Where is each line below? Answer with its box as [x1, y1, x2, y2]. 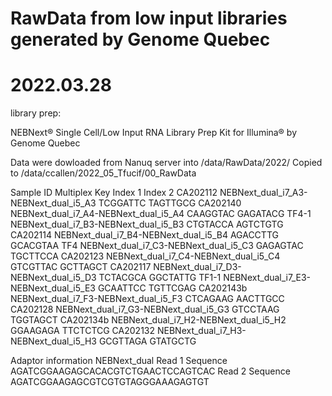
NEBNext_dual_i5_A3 [10, 197, 97, 209]
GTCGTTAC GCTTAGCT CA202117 [10, 261, 152, 273]
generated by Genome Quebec [10, 28, 271, 51]
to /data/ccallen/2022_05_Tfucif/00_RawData [10, 167, 197, 179]
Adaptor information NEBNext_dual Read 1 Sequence [10, 355, 228, 367]
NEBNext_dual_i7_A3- [219, 187, 308, 199]
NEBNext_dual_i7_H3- [156, 325, 247, 337]
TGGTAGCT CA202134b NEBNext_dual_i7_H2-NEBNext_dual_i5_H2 [10, 314, 287, 326]
